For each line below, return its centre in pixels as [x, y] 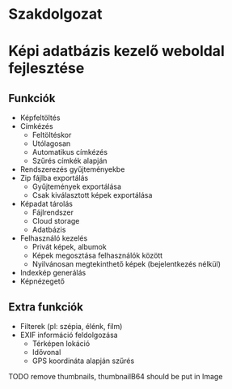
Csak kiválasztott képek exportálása [92, 195]
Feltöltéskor [52, 135]
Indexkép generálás [53, 273]
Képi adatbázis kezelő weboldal [116, 51]
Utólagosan [51, 143]
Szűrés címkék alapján [70, 161]
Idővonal [46, 352]
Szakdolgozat [55, 14]
